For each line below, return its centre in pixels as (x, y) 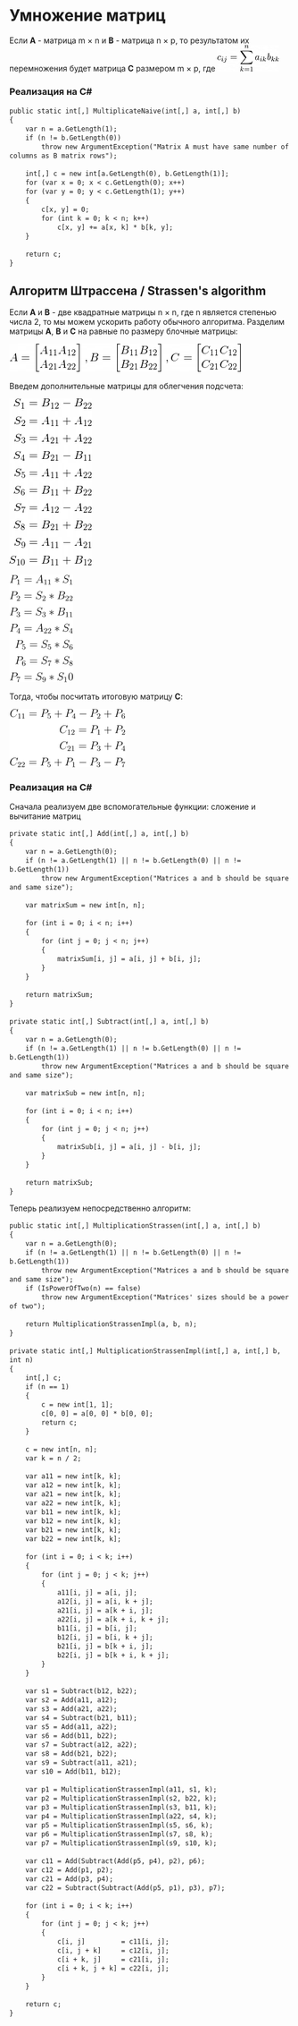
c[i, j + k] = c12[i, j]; (113, 1951)
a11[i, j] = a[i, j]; (97, 1593)
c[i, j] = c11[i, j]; (113, 1942)
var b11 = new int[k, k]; (74, 1512)
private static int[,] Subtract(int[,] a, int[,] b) (109, 1022)
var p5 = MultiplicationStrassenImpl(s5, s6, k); (120, 1826)
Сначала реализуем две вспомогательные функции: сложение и (132, 807)
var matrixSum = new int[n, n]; (85, 906)
